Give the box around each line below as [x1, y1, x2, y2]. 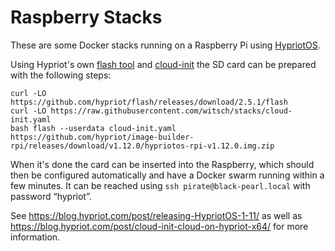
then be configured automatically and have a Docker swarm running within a [10, 169, 325, 181]
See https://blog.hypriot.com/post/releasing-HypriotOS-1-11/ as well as [10, 209, 303, 221]
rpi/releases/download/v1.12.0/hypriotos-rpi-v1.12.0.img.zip [10, 141, 275, 151]
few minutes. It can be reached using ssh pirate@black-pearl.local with [10, 179, 311, 191]
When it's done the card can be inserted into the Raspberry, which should [10, 158, 315, 170]
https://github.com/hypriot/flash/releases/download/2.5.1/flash [10, 97, 288, 107]
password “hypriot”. [10, 190, 92, 202]
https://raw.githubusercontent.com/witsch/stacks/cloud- [50, 106, 293, 116]
